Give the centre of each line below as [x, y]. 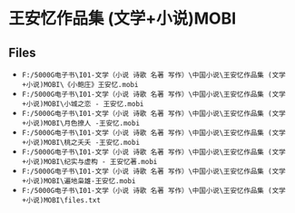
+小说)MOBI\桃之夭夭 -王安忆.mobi [81, 142]
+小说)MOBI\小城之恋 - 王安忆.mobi [83, 104]
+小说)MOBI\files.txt [61, 200]
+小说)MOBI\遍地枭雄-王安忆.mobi [79, 181]
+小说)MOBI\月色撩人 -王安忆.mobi [81, 123]
